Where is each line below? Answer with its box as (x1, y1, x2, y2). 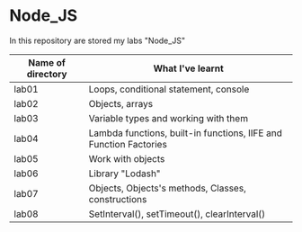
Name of (28, 56, 66, 68)
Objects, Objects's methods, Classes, (88, 182, 247, 194)
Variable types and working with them (88, 112, 249, 124)
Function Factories (88, 138, 168, 150)
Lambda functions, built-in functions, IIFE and (88, 127, 283, 139)
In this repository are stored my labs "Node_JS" (9, 35, 186, 46)
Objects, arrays (88, 97, 154, 110)
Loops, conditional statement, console (88, 83, 250, 95)
